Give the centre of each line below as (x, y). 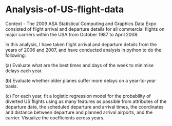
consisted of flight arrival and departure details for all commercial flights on (85, 29)
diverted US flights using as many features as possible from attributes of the (86, 101)
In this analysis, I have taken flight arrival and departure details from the (81, 44)
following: (16, 55)
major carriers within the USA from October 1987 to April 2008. (72, 34)
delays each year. (24, 71)
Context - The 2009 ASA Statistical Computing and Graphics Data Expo (81, 24)
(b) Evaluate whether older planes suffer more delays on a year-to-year (81, 80)
